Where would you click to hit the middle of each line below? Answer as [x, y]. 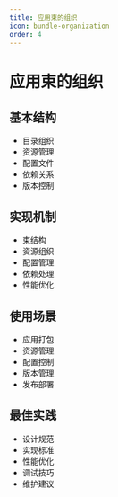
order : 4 [25, 34]
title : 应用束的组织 [43, 18]
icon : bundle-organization [59, 26]
